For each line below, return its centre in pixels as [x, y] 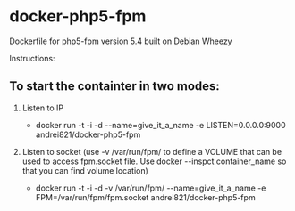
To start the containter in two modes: [115, 86]
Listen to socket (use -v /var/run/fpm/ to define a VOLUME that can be [152, 151]
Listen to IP [43, 108]
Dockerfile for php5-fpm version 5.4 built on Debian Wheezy [121, 41]
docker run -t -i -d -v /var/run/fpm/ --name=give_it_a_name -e [151, 188]
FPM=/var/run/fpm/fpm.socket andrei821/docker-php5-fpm [146, 197]
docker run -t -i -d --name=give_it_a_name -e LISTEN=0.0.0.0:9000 [160, 125]
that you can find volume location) [85, 170]
